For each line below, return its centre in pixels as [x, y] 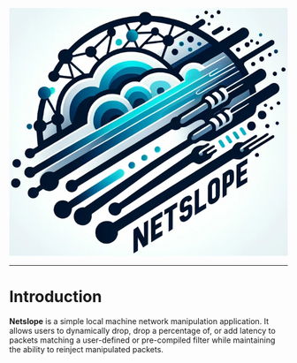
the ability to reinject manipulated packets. [86, 350]
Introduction [56, 297]
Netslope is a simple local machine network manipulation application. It [139, 321]
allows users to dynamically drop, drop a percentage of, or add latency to [142, 331]
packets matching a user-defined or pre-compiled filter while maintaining [142, 340]
